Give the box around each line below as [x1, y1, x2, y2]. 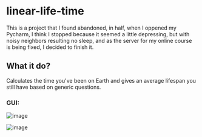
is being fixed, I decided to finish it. [6, 43, 94, 51]
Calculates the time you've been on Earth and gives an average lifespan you [6, 77, 196, 84]
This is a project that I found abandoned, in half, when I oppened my [6, 24, 177, 31]
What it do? [6, 61, 50, 71]
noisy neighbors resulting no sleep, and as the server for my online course [6, 37, 192, 44]
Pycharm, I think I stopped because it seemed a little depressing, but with [6, 30, 190, 37]
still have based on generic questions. [6, 83, 101, 91]
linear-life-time [6, 4, 84, 18]
